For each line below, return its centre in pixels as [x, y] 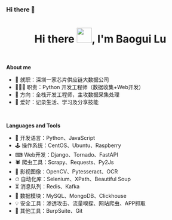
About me [19, 67]
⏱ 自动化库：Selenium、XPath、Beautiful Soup [73, 179]
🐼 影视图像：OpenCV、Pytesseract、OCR [66, 171]
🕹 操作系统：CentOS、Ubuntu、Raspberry [68, 145]
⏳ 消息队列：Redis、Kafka [47, 186]
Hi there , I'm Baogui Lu [100, 39]
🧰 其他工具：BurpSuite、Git [49, 210]
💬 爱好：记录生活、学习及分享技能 [56, 102]
